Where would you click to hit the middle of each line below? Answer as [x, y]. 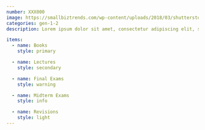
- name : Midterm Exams [41, 95]
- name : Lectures [34, 62]
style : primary [37, 51]
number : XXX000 [26, 12]
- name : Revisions [35, 112]
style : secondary [39, 67]
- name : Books [30, 46]
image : [15, 18]
